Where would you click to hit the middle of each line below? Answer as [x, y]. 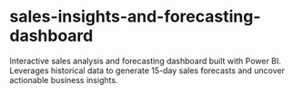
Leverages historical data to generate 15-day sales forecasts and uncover [147, 70]
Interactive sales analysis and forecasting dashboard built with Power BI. [146, 61]
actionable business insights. [64, 80]
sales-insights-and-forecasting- [135, 17]
